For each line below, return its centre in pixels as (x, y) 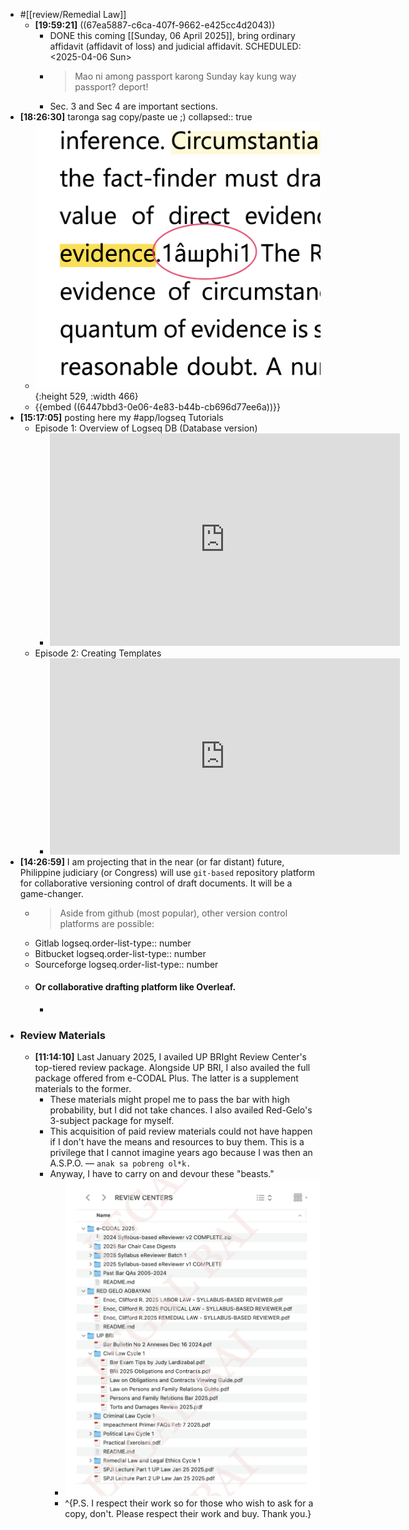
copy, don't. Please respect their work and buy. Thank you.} (188, 1514)
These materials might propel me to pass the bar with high (169, 1100)
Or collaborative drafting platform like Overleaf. (135, 987)
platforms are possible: (107, 923)
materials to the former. (83, 1089)
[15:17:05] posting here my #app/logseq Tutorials (121, 417)
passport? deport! (111, 87)
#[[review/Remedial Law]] (73, 14)
